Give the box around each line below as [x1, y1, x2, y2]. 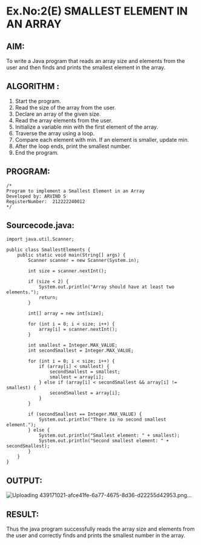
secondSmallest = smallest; [49, 369, 120, 375]
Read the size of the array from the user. [15, 104, 116, 111]
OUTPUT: [6, 475, 42, 486]
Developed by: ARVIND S [6, 193, 67, 199]
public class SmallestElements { [6, 247, 91, 253]
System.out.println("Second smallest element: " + [38, 438, 170, 444]
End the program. [15, 149, 59, 156]
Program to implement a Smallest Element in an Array [6, 188, 145, 194]
